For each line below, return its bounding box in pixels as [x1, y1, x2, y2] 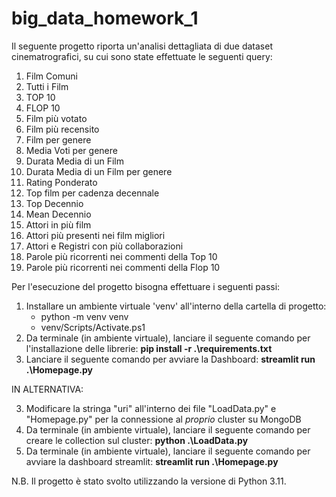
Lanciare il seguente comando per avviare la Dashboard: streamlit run [25, 353, 316, 365]
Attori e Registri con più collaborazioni [25, 240, 184, 252]
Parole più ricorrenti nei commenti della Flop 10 [25, 261, 221, 273]
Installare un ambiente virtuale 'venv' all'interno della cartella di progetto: [25, 300, 327, 312]
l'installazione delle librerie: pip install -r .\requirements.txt [25, 342, 273, 354]
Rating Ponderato [25, 176, 98, 188]
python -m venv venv [40, 310, 129, 322]
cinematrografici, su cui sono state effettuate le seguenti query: [11, 50, 273, 62]
